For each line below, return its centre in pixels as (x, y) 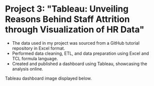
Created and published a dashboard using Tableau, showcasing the (79, 64)
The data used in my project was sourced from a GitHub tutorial (76, 43)
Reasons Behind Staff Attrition (68, 19)
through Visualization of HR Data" (75, 30)
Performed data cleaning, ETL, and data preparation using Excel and (80, 53)
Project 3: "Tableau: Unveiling (67, 9)
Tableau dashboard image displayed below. (48, 78)
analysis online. (28, 69)
